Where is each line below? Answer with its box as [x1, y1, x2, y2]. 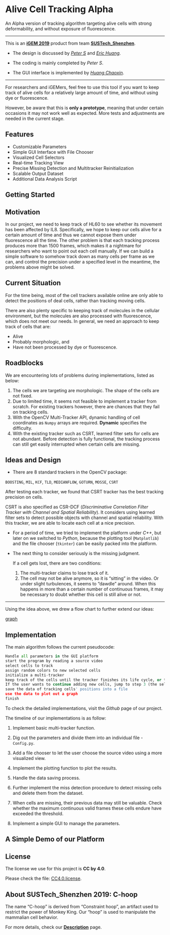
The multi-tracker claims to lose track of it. [20, 570, 109, 576]
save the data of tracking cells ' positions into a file [5, 687, 128, 692]
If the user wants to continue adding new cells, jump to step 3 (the [5, 682, 157, 687]
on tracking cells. [12, 409, 49, 415]
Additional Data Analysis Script [12, 176, 77, 182]
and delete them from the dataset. [12, 790, 84, 796]
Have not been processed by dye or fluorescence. [12, 344, 117, 350]
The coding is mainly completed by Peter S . [12, 60, 104, 66]
